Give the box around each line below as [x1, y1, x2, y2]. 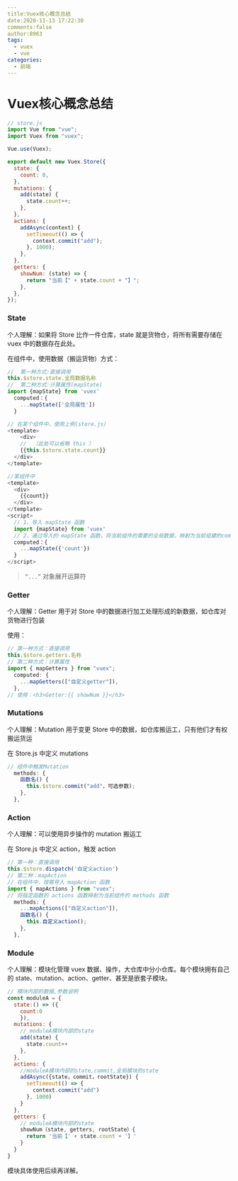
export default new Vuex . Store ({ [7, 159, 106, 166]
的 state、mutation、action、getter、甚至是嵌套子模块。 [7, 974, 171, 983]
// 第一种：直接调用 [7, 859, 59, 866]
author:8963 [7, 30, 42, 38]
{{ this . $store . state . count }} [20, 447, 106, 454]
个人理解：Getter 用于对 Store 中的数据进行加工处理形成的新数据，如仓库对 [7, 607, 227, 616]
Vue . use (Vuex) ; [7, 146, 52, 153]
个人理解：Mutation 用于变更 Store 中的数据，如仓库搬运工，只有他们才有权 [7, 725, 228, 734]
